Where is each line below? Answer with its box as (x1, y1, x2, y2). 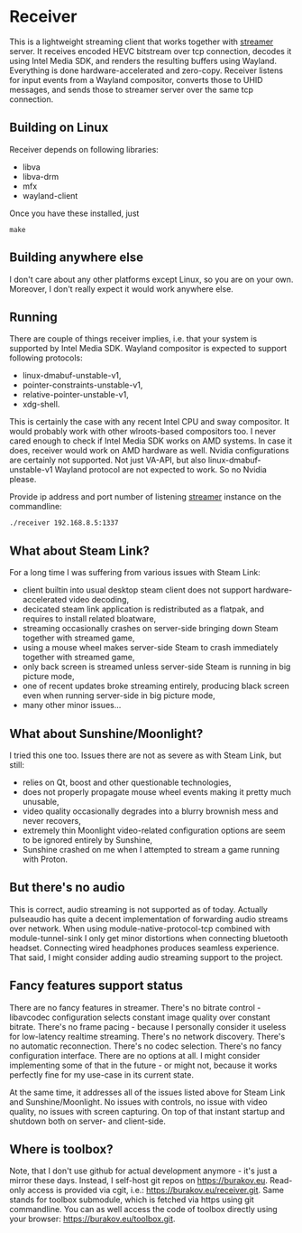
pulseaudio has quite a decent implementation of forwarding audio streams (9, 913, 288, 924)
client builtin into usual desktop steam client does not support (22, 584, 252, 595)
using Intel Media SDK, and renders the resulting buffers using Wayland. (9, 55, 278, 66)
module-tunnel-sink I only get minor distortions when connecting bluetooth (9, 932, 288, 943)
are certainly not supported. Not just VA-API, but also (9, 454, 206, 466)
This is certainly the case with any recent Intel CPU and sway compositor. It (9, 416, 290, 427)
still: (9, 760, 25, 770)
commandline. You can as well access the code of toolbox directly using (9, 1204, 278, 1215)
